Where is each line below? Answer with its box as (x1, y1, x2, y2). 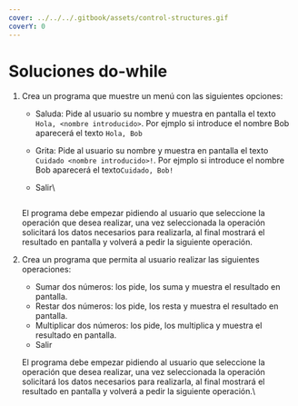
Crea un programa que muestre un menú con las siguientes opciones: (21, 91, 283, 102)
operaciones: (21, 264, 72, 275)
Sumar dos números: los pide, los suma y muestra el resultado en (35, 282, 281, 292)
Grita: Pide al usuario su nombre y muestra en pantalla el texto (35, 145, 269, 156)
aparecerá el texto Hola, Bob (35, 128, 143, 139)
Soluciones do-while (8, 61, 168, 82)
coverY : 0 (8, 22, 46, 31)
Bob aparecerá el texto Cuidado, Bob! (35, 164, 174, 175)
